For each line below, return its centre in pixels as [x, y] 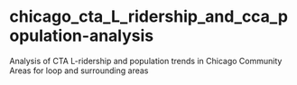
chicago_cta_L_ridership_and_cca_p [149, 17]
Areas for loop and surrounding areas [79, 71]
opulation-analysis [82, 36]
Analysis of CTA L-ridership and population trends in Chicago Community [146, 61]
